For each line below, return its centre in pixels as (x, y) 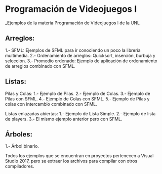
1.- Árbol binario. (22, 146)
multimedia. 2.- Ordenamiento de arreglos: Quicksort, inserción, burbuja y (80, 55)
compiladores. (20, 166)
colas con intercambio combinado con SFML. (51, 104)
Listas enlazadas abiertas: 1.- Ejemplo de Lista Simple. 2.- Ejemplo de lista (80, 113)
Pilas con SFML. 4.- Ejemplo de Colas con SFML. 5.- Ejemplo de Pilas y (77, 99)
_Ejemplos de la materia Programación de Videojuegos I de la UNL (72, 23)
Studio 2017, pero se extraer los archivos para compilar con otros (71, 161)
